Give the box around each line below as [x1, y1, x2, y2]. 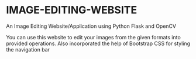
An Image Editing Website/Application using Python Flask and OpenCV [6, 23, 177, 30]
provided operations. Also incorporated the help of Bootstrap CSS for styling [6, 40, 191, 47]
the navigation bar [6, 46, 50, 53]
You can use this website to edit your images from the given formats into [6, 34, 181, 40]
